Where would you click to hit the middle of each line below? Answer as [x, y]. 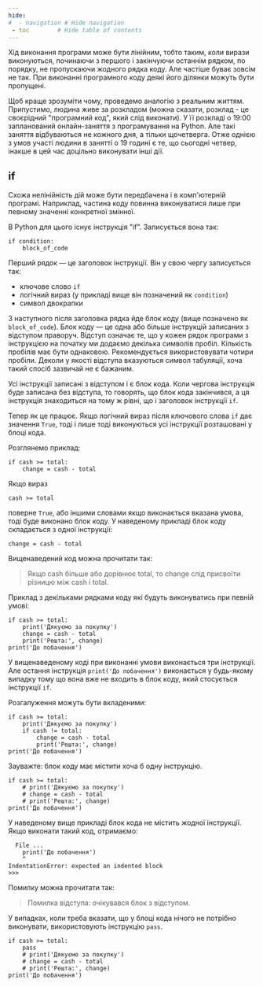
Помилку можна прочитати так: [62, 888]
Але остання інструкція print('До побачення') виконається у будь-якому [131, 671]
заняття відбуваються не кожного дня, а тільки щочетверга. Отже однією [132, 135]
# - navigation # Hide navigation [66, 23]
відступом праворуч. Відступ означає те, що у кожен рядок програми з [128, 335]
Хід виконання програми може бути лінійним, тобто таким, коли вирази [129, 53]
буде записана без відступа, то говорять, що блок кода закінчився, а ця [129, 392]
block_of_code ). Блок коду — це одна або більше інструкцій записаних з [129, 327]
